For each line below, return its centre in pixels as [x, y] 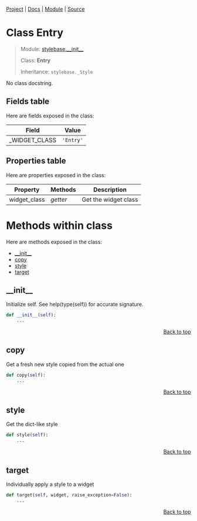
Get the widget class [110, 199]
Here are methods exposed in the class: [54, 242]
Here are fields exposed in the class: [50, 116]
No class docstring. [30, 83]
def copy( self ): [26, 375]
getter [59, 199]
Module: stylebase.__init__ [52, 49]
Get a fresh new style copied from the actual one [65, 364]
